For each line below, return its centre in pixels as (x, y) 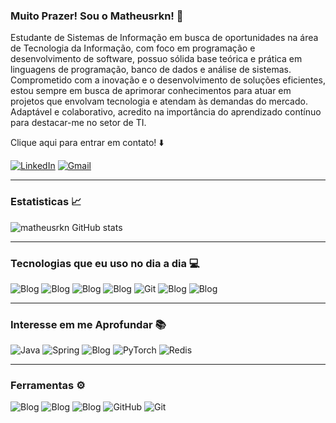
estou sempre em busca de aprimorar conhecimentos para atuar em (151, 91)
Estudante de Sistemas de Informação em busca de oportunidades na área (164, 38)
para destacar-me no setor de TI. (78, 123)
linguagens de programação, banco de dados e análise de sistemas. (151, 70)
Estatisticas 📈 (46, 202)
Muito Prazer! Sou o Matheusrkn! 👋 (97, 16)
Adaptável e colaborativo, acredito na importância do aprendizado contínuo (166, 112)
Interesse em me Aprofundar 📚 (88, 324)
